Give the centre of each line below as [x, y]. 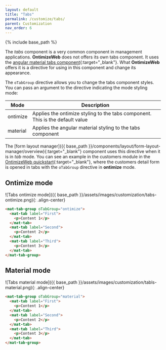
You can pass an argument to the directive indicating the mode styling [76, 88]
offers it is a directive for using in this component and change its [71, 68]
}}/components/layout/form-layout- [124, 146]
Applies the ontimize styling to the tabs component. [92, 113]
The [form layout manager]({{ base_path [46, 146]
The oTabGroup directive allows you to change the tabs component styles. [80, 83]
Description [95, 105]
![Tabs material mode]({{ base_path [41, 282]
